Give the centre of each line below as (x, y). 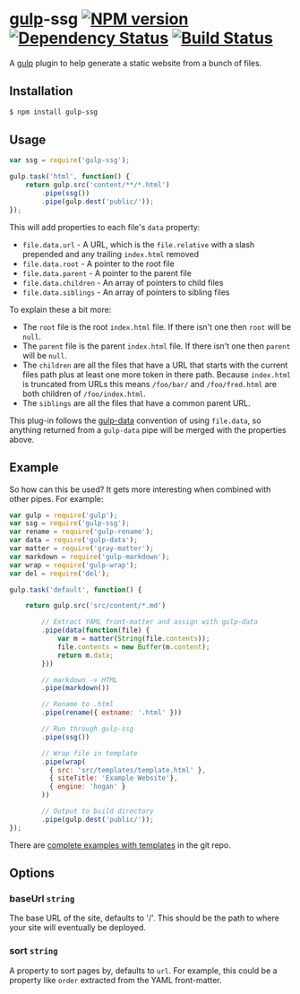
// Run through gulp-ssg (88, 729)
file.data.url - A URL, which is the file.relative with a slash (138, 244)
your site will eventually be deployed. (77, 928)
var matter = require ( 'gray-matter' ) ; (81, 549)
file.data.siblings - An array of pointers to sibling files (126, 292)
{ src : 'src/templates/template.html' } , (127, 770)
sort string (34, 951)
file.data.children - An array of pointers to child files (123, 282)
